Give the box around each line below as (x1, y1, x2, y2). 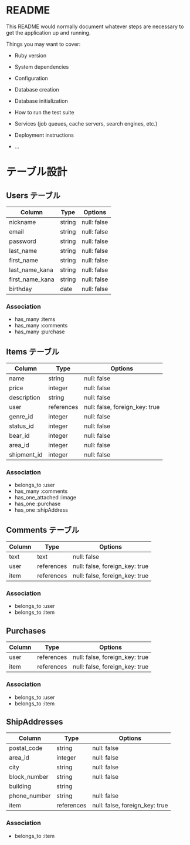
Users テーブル (6, 190, 60, 200)
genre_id (9, 413, 33, 421)
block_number (9, 773, 49, 781)
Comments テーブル (6, 525, 80, 535)
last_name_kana (9, 265, 54, 273)
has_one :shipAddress (14, 506, 69, 513)
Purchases (6, 626, 46, 636)
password (9, 237, 36, 245)
